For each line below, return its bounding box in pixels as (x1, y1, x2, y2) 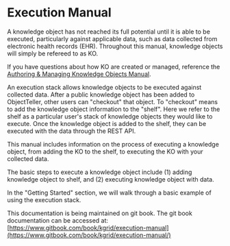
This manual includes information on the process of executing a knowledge (7, 140, 219, 148)
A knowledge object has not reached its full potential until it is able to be (7, 27, 211, 36)
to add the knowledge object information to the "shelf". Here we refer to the (7, 105, 220, 113)
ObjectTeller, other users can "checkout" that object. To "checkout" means (7, 97, 218, 106)
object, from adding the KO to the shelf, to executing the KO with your (7, 147, 203, 156)
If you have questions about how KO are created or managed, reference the (7, 62, 220, 71)
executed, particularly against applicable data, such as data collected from (7, 34, 218, 42)
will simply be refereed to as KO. (7, 49, 99, 58)
